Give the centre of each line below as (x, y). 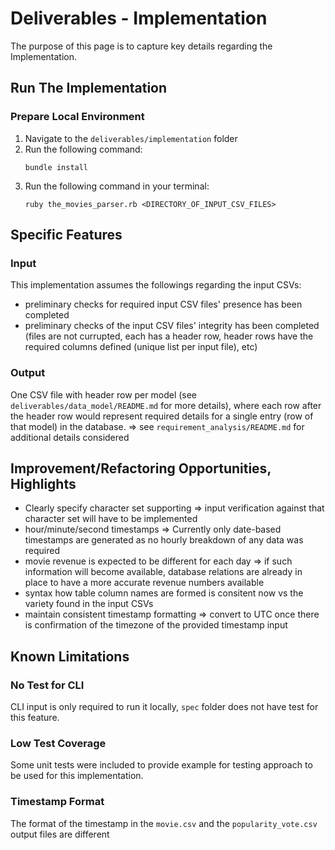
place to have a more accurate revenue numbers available (144, 583)
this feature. (35, 718)
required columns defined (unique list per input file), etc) (141, 347)
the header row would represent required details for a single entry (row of (162, 416)
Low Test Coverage (58, 744)
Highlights (43, 484)
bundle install (56, 167)
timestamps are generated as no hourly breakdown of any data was (164, 540)
